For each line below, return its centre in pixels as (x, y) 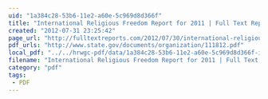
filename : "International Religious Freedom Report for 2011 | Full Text (134, 61)
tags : (17, 75)
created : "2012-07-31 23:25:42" (62, 30)
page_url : (25, 38)
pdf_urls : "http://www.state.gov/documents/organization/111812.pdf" (126, 46)
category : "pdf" (35, 68)
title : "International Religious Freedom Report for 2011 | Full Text (128, 23)
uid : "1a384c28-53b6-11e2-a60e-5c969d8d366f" (85, 16)
